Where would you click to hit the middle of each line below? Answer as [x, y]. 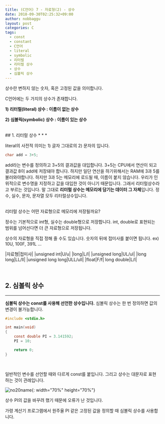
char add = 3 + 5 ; [22, 155]
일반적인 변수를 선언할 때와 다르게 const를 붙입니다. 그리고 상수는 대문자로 [76, 374]
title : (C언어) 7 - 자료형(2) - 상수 [40, 10]
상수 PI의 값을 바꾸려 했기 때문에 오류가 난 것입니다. [54, 400]
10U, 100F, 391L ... [23, 244]
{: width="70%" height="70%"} [64, 390]
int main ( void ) [21, 327]
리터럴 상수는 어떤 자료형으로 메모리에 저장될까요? [53, 211]
